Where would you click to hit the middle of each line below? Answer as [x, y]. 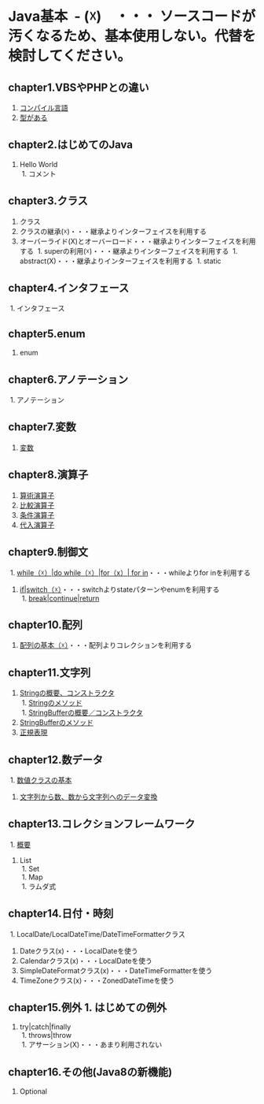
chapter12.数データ [56, 759]
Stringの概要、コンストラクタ [67, 693]
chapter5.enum [47, 334]
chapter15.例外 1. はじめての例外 [88, 1007]
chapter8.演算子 [48, 475]
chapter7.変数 [42, 427]
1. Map [32, 877]
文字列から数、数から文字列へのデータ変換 [88, 797]
